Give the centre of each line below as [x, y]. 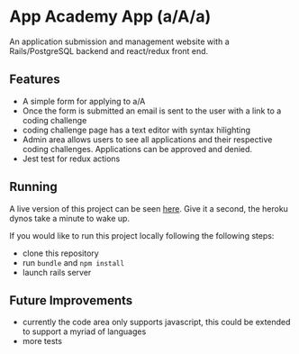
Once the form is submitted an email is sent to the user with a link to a [152, 111]
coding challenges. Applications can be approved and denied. [137, 149]
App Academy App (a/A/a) [110, 17]
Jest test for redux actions [71, 159]
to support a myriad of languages [84, 331]
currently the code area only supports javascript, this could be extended [156, 322]
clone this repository [60, 253]
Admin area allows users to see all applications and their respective [147, 139]
